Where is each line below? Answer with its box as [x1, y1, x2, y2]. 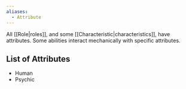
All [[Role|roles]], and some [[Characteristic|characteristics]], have [6, 30, 170, 37]
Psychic [14, 76, 35, 83]
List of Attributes [6, 54, 71, 64]
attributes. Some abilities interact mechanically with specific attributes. [6, 37, 181, 44]
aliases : [6, 8, 28, 15]
